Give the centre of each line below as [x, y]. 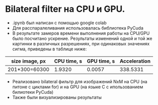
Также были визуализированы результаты [57, 97]
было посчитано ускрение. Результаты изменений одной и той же [82, 38]
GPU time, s [101, 61]
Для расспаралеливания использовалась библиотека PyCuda [78, 28]
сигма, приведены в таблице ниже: [50, 49]
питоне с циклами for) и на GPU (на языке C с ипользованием [78, 87]
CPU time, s [68, 61]
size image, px [28, 61]
